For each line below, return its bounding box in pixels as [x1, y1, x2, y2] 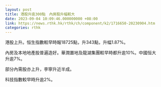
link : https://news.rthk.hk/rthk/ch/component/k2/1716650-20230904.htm [5, 21, 155, 26]
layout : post [5, 7, 32, 12]
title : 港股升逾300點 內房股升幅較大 [5, 12, 75, 17]
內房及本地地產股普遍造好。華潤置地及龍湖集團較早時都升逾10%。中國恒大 [5, 50, 157, 56]
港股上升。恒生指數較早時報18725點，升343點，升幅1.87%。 [5, 40, 129, 45]
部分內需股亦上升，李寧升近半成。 [5, 66, 74, 72]
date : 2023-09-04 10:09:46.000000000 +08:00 [5, 16, 98, 21]
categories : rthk [5, 25, 41, 30]
